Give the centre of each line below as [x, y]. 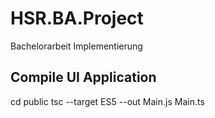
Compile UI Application [83, 77]
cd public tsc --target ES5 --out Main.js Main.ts [107, 101]
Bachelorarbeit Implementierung [76, 46]
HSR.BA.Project [77, 18]
